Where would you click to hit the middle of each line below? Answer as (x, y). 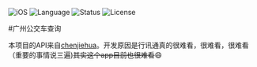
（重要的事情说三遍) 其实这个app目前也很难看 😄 (85, 55)
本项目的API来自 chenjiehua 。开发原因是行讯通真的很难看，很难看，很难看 (128, 45)
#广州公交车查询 (35, 28)
